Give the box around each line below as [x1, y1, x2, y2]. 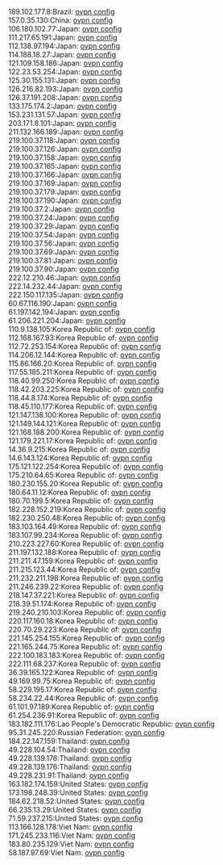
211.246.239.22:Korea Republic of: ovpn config [8, 582, 163, 591]
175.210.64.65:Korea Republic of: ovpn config [8, 470, 159, 480]
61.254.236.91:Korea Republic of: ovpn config [8, 711, 159, 720]
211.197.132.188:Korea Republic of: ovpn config [8, 548, 161, 556]
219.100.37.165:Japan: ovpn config [8, 162, 122, 170]
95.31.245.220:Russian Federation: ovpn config [8, 728, 165, 737]
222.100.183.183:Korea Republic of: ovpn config [8, 650, 165, 660]
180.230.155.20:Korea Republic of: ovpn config [8, 479, 163, 488]
